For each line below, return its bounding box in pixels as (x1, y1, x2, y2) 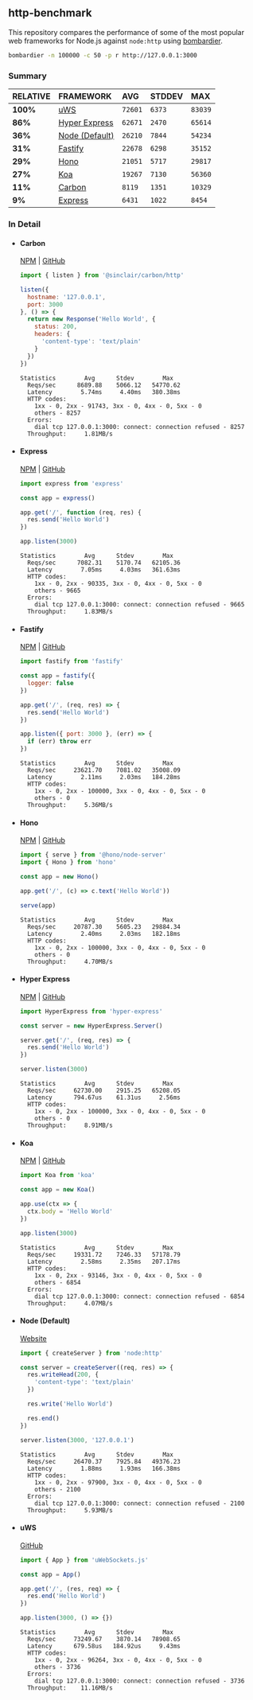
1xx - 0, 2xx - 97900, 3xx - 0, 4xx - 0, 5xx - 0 (34, 1478, 202, 1487)
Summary (8, 70, 48, 81)
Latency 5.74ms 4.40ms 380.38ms (27, 388, 181, 396)
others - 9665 (34, 587, 81, 595)
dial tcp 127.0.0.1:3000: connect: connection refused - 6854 (34, 1293, 245, 1300)
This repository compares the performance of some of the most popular (8, 27, 245, 37)
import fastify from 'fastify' (19, 657, 124, 665)
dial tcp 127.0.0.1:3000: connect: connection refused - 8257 (34, 423, 245, 431)
